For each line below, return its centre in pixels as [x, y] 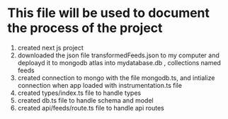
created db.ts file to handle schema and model [85, 100]
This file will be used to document [109, 13]
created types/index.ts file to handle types [79, 93]
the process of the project [85, 28]
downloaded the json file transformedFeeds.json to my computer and [118, 55]
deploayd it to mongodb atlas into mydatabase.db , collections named [119, 62]
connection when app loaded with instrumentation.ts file [100, 85]
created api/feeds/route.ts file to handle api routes [91, 108]
